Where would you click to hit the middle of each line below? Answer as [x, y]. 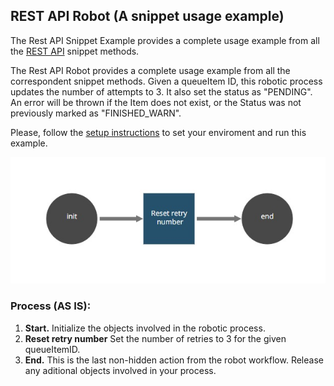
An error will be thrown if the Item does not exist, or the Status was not [156, 102]
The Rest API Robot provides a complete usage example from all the [150, 70]
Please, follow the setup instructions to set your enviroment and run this [158, 132]
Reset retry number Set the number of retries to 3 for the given [155, 338]
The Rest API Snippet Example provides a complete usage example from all [165, 40]
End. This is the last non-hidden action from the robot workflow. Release [174, 360]
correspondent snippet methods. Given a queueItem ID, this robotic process [166, 81]
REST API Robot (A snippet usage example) [147, 16]
